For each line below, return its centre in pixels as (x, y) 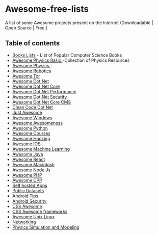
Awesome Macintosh (33, 164)
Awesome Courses (31, 133)
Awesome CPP (27, 180)
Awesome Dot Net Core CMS (41, 102)
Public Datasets (28, 190)
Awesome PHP (27, 175)
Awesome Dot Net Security (39, 97)
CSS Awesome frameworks (40, 211)
